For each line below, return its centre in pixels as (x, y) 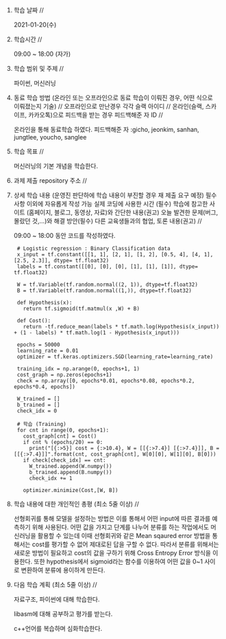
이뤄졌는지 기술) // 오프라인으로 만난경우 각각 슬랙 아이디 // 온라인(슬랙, (109, 106)
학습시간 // (28, 39)
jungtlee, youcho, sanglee (50, 137)
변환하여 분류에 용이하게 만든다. (63, 570)
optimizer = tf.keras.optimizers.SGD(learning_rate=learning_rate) (115, 357)
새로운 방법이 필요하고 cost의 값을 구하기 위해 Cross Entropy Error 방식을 (112, 553)
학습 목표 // (29, 151)
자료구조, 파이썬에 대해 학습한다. (56, 599)
